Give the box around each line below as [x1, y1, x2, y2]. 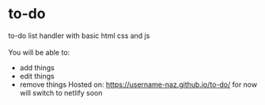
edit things [19, 71, 55, 81]
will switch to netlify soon [19, 88, 103, 97]
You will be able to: [8, 47, 70, 57]
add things [19, 62, 55, 72]
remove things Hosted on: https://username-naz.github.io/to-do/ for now [19, 80, 258, 89]
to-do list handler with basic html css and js [8, 31, 150, 40]
